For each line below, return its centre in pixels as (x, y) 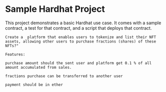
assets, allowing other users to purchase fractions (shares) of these (81, 41)
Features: (15, 54)
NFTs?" (12, 46)
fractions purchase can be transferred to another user (64, 76)
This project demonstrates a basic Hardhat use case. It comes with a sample (83, 23)
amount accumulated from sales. (38, 67)
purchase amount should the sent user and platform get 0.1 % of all (79, 63)
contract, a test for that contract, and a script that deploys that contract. (79, 28)
